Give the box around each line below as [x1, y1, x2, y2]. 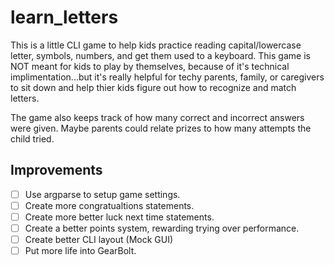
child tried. [10, 132, 55, 145]
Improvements [10, 162, 103, 179]
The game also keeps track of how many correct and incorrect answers [10, 111, 305, 123]
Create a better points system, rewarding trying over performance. [24, 222, 300, 234]
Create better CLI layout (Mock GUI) [24, 234, 174, 245]
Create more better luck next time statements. [24, 211, 215, 223]
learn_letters [10, 6, 119, 29]
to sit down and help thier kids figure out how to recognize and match [10, 81, 297, 93]
